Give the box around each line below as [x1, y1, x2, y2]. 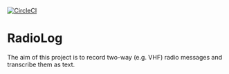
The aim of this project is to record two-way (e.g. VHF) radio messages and [7, 53, 223, 61]
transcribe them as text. [7, 60, 75, 69]
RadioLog [7, 31, 63, 46]
